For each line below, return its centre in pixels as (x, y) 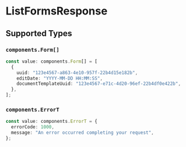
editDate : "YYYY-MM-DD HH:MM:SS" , (60, 78)
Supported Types (39, 33)
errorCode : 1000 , (33, 127)
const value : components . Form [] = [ (51, 61)
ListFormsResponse (57, 11)
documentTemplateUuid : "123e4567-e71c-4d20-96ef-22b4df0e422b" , (99, 84)
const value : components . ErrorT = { (51, 122)
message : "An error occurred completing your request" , (82, 133)
